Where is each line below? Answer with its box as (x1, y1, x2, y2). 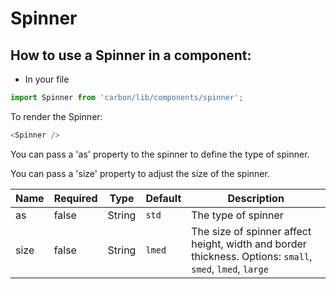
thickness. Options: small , (191, 249, 313, 263)
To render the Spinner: (10, 110, 103, 122)
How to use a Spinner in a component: (10, 47, 252, 64)
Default (145, 191, 182, 205)
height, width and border (191, 237, 307, 251)
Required (53, 191, 98, 205)
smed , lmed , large (191, 262, 269, 276)
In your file (24, 73, 70, 85)
